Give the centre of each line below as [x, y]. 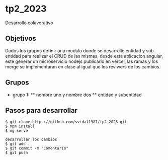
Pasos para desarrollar [41, 110]
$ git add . [18, 144]
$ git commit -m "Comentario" [37, 148]
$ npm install [20, 126]
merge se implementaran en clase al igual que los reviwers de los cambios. [83, 66]
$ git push [17, 153]
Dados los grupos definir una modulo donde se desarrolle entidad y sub [80, 50]
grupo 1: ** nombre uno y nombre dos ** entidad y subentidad [77, 95]
